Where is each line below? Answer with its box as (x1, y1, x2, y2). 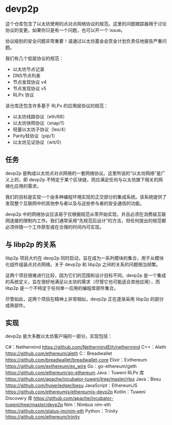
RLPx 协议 (12, 92, 34, 98)
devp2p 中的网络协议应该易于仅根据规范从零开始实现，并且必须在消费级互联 (5, 211, 166, 217)
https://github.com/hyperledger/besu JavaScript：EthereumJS (5, 383, 138, 389)
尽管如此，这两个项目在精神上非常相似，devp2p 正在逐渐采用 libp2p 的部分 (5, 295, 164, 302)
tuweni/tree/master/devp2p (5, 401, 63, 408)
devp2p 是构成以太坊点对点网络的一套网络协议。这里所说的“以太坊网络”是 (5, 170, 161, 176)
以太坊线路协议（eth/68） (12, 113, 68, 119)
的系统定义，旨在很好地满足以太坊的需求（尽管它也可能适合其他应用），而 (5, 279, 160, 285)
